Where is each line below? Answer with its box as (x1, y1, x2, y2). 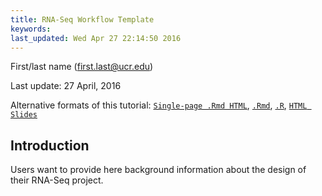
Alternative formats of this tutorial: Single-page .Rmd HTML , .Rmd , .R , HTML (10, 99, 308, 111)
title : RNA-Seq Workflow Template (10, 14, 155, 25)
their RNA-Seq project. (10, 174, 104, 186)
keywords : (10, 24, 52, 34)
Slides (10, 110, 38, 120)
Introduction (10, 137, 90, 154)
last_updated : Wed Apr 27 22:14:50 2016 (10, 33, 182, 43)
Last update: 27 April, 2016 (10, 80, 122, 92)
